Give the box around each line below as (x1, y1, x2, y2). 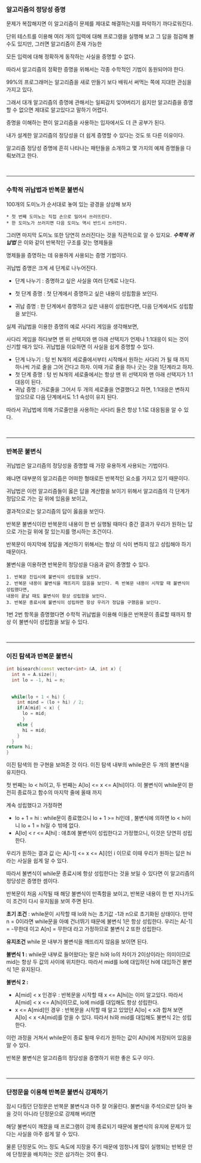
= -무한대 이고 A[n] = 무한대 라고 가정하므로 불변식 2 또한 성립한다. (6, 925, 163, 933)
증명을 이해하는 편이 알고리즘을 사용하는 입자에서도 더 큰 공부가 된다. (6, 119, 166, 127)
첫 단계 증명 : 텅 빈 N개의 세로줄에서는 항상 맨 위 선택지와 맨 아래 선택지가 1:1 (14, 371, 193, 378)
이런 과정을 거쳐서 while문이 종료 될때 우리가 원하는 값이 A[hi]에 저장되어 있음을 (6, 1034, 192, 1041)
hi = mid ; (22, 727, 47, 733)
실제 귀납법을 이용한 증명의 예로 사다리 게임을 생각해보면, (6, 323, 139, 330)
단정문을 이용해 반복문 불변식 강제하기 (6, 1088, 108, 1096)
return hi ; (6, 744, 33, 750)
